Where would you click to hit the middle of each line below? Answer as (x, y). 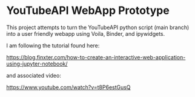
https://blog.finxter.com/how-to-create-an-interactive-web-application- (96, 57)
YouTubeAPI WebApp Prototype (88, 11)
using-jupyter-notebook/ (37, 64)
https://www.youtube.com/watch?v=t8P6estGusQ (69, 87)
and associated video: (34, 75)
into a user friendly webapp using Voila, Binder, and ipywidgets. (86, 33)
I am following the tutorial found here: (53, 45)
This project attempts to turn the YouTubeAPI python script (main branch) (98, 27)
